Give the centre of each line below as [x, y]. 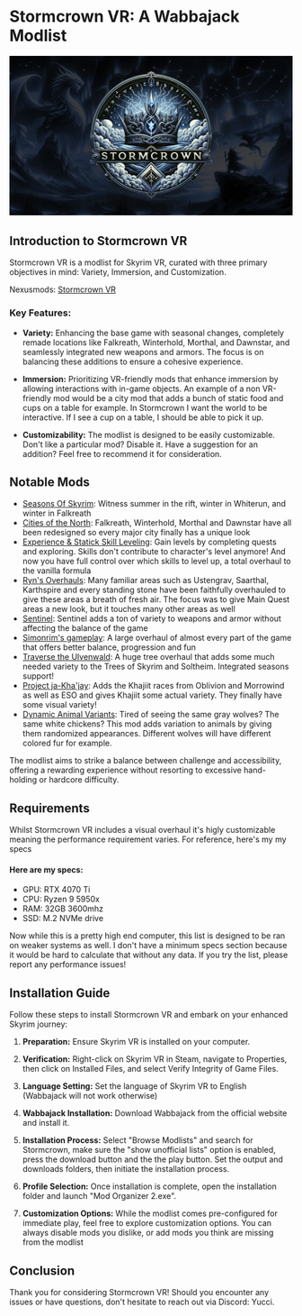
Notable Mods [49, 482]
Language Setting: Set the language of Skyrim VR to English [134, 1086]
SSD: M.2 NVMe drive [63, 918]
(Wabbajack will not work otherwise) [90, 1096]
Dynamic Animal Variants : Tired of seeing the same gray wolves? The [151, 715]
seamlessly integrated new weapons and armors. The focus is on [143, 352]
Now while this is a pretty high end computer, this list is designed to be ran [147, 936]
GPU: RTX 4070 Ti [56, 890]
